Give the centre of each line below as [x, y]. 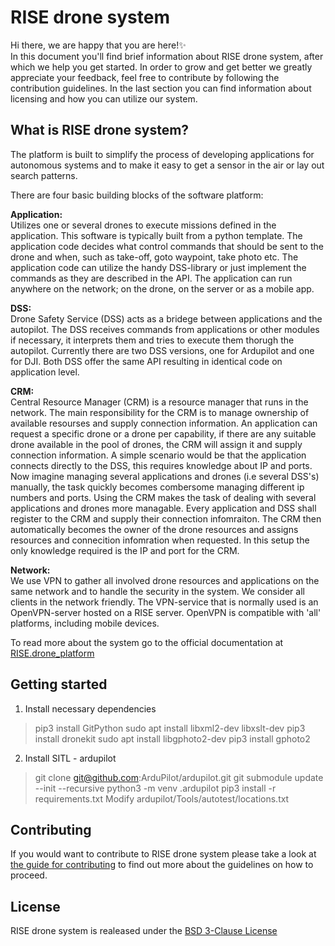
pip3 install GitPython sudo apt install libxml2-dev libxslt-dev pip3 [170, 728]
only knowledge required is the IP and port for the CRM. [125, 550]
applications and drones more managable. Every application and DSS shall [163, 508]
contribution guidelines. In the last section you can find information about [161, 88]
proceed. [29, 875]
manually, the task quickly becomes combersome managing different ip [157, 487]
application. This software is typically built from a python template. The [156, 235]
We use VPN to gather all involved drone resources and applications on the [165, 580]
